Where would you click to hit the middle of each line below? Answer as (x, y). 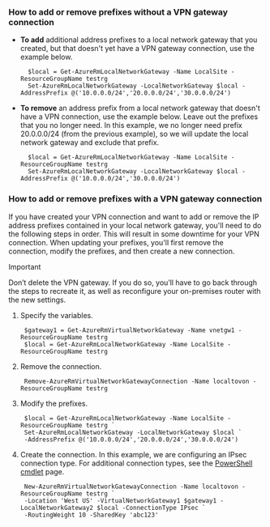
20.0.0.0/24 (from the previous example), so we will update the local (134, 134)
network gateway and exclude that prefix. (90, 142)
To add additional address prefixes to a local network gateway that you (139, 40)
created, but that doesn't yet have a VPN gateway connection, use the (137, 49)
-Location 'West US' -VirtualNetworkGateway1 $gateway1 (120, 500)
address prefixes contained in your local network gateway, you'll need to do (135, 225)
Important (25, 266)
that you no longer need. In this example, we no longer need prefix (131, 125)
